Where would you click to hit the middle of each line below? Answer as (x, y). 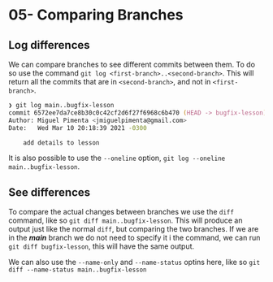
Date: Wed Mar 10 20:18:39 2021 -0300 (78, 128)
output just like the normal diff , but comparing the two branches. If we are (134, 229)
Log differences (50, 45)
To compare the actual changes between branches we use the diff (121, 212)
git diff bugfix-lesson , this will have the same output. (102, 246)
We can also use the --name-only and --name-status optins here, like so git (134, 262)
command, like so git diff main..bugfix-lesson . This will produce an (126, 220)
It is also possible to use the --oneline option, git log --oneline (117, 158)
